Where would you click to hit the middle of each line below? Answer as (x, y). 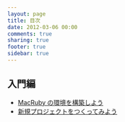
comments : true (30, 34)
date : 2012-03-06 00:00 (43, 27)
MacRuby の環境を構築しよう (60, 102)
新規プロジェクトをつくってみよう (67, 111)
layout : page (27, 14)
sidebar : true (28, 54)
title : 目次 (24, 21)
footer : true (27, 47)
